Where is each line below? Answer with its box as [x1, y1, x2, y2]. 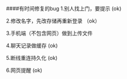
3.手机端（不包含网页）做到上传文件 [6, 30, 93, 37]
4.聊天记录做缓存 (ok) [6, 42, 58, 49]
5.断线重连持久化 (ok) [6, 55, 58, 61]
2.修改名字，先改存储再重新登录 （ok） [6, 17, 101, 24]
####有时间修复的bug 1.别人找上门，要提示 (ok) [6, 5, 122, 12]
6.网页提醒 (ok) [6, 67, 43, 74]
